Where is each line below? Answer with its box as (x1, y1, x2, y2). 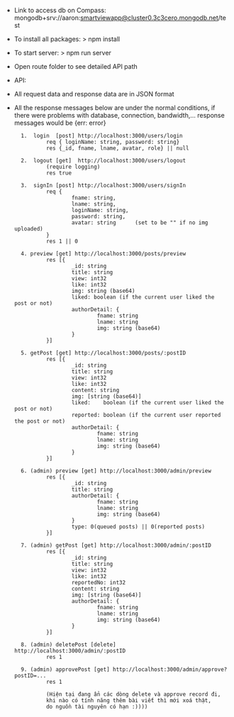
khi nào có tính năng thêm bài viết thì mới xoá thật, (45, 697, 211, 704)
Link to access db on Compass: (13, 6, 106, 14)
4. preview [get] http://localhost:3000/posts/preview (21, 250, 186, 257)
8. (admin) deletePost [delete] (21, 641, 116, 648)
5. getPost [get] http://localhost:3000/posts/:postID (21, 350, 186, 357)
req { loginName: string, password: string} (45, 138, 180, 145)
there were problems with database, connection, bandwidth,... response (13, 111, 225, 119)
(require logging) (45, 163, 101, 170)
